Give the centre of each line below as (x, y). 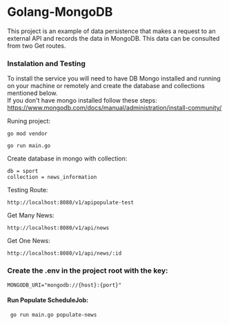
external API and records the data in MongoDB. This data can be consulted (113, 38)
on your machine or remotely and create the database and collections (106, 86)
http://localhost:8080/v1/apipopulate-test (71, 203)
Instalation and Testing (47, 63)
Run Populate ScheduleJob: (48, 300)
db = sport (23, 171)
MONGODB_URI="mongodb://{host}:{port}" (64, 285)
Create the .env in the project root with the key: (88, 271)
